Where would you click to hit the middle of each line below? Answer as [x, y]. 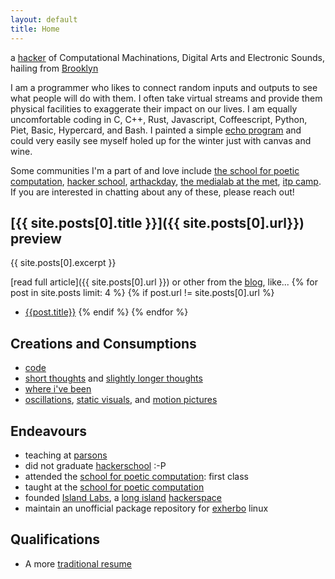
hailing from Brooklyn [54, 68]
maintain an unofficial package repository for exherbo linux [146, 508]
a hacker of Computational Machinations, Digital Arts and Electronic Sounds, [167, 57]
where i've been [58, 389]
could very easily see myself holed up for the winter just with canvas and [161, 140]
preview [36, 238]
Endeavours [49, 431]
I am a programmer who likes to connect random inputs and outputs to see [164, 87]
